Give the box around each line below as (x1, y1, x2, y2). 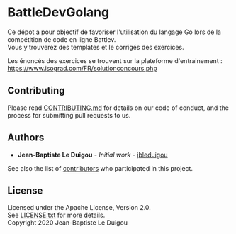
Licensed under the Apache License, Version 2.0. (7, 204, 151, 212)
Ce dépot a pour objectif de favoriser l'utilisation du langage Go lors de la (7, 28, 222, 36)
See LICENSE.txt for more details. (7, 211, 106, 220)
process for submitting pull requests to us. (7, 111, 131, 119)
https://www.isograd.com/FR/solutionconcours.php (7, 64, 157, 72)
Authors (7, 132, 45, 144)
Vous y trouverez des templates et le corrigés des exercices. (7, 43, 184, 51)
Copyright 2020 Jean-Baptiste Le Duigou (7, 218, 128, 227)
